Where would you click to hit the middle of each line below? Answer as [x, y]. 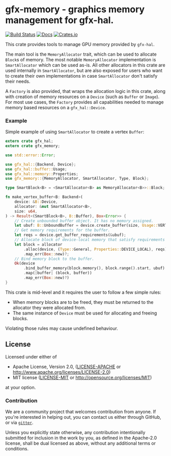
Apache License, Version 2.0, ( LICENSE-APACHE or [67, 367]
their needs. [18, 81]
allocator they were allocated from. [49, 307]
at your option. [21, 387]
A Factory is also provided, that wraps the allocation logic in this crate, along [85, 91]
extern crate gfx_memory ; [33, 146]
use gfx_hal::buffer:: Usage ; [36, 169]
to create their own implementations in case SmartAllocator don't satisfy [81, 76]
